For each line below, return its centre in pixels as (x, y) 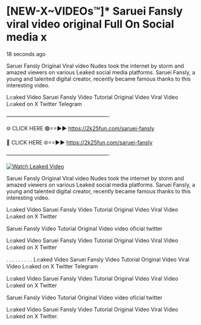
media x (27, 37)
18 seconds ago (26, 54)
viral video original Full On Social (90, 24)
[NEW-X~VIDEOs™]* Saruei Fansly (95, 11)
